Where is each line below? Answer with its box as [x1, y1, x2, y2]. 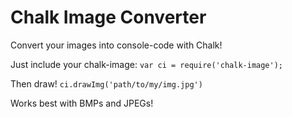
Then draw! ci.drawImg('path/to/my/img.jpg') [10, 77, 203, 90]
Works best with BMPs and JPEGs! [10, 97, 154, 109]
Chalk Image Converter [10, 6, 207, 29]
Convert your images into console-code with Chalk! [10, 39, 223, 51]
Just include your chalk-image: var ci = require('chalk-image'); [10, 58, 283, 70]
